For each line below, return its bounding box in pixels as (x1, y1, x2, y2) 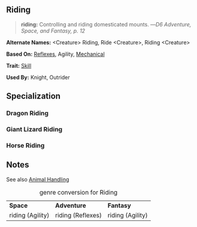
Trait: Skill (6, 62, 32, 69)
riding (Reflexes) (54, 211, 102, 219)
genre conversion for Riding (39, 188, 118, 196)
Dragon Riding (6, 109, 49, 118)
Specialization (6, 91, 61, 101)
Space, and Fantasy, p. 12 (20, 27, 86, 34)
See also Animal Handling (6, 175, 69, 183)
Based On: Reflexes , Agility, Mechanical (6, 50, 105, 58)
